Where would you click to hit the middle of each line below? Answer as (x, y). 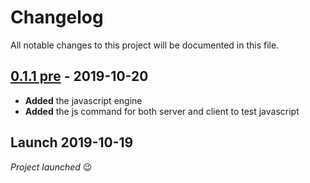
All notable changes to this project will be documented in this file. (145, 45)
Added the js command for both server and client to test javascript (162, 111)
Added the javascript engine (83, 100)
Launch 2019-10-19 (72, 142)
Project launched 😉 (51, 167)
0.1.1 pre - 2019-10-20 (79, 76)
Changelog (57, 17)
